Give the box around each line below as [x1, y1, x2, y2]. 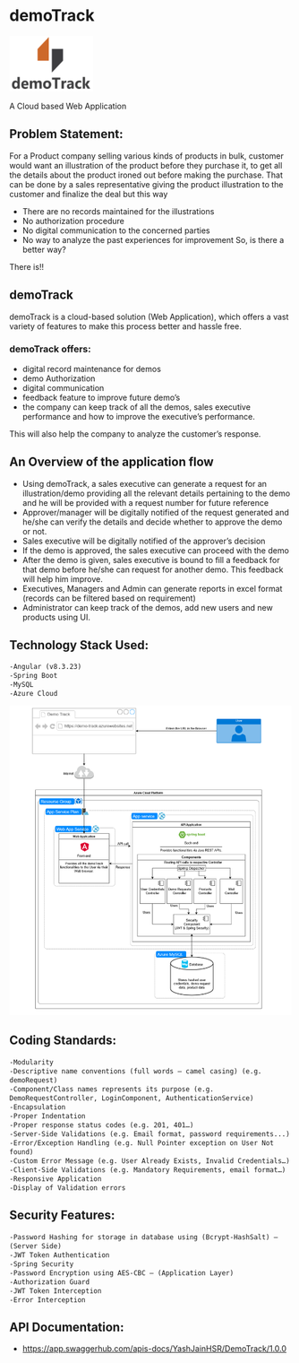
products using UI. [21, 612, 91, 622]
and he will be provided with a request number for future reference [21, 497, 269, 508]
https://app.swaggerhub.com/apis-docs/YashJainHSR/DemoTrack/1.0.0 [21, 1343, 287, 1354]
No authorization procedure [21, 215, 125, 226]
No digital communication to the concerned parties [21, 225, 210, 236]
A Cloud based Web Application [9, 100, 127, 111]
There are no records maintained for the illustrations [21, 205, 215, 216]
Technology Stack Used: [9, 638, 149, 653]
